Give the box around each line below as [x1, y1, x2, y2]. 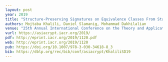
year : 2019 [5, 12, 28, 17]
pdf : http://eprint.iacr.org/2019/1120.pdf [5, 35, 97, 40]
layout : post [5, 7, 32, 12]
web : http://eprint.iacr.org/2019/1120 [5, 40, 88, 45]
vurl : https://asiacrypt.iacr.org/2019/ [5, 30, 91, 35]
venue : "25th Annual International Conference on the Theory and [5, 26, 144, 31]
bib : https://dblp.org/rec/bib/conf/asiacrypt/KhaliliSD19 [5, 49, 131, 54]
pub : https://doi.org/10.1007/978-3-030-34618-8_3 [5, 44, 113, 49]
